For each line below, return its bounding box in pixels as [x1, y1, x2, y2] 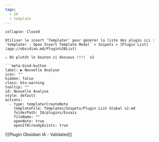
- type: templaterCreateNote [9, 102, 68, 107]
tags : [5, 7, 16, 12]
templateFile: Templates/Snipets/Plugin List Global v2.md [14, 106, 136, 111]
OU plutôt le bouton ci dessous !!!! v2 [9, 55, 95, 60]
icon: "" [5, 72, 23, 77]
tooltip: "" [5, 85, 29, 90]
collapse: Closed [5, 30, 40, 35]
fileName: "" [14, 115, 40, 120]
